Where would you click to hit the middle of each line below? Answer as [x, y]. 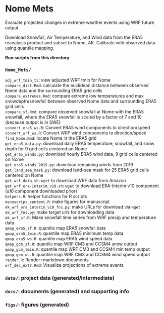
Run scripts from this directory [37, 57]
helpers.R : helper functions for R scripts [46, 197]
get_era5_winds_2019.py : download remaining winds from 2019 [69, 165]
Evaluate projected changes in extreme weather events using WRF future [80, 22]
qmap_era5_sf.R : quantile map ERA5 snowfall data [55, 228]
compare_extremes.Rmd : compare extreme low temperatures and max [74, 96]
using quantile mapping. [30, 48]
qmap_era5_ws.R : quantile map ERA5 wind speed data [59, 239]
